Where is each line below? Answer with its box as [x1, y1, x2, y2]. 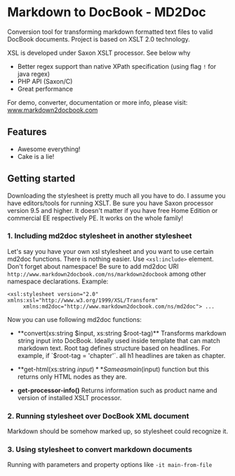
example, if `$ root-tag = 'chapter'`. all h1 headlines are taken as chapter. [17, 351, 226, 359]
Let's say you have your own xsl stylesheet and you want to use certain [7, 247, 214, 255]
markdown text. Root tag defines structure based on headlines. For [17, 344, 211, 352]
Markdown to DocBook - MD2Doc [7, 4, 207, 20]
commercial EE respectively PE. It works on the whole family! [7, 214, 184, 222]
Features [7, 126, 47, 138]
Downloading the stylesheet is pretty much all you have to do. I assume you [7, 191, 226, 200]
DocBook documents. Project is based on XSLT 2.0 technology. [7, 34, 191, 43]
